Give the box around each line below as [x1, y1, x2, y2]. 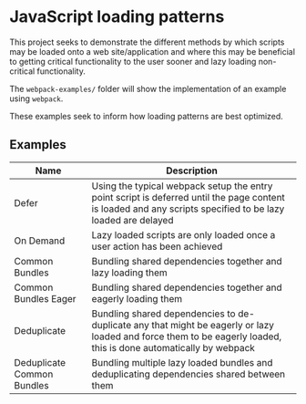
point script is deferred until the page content [91, 191, 285, 203]
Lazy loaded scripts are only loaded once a [91, 228, 276, 241]
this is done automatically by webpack [91, 341, 255, 354]
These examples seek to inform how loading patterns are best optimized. [9, 110, 284, 121]
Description [165, 164, 219, 177]
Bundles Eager [14, 292, 76, 305]
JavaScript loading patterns [9, 6, 225, 27]
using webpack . [9, 93, 64, 104]
